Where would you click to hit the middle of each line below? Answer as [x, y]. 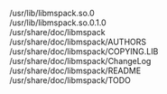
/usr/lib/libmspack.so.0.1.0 [58, 23]
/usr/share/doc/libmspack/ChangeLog [80, 61]
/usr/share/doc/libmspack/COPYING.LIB [84, 52]
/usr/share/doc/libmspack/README [75, 70]
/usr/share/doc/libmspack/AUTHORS [78, 42]
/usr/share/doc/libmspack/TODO [70, 80]
